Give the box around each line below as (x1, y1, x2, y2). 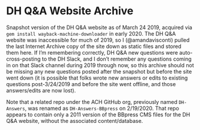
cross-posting (6, 55, 41, 62)
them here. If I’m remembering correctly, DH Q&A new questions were (6, 49, 178, 56)
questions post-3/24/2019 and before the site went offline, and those (6, 80, 176, 87)
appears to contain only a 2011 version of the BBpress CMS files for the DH (6, 111, 190, 118)
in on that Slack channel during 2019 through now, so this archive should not (6, 61, 194, 69)
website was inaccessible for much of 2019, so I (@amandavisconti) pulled (6, 36, 190, 43)
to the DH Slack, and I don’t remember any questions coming (41, 55, 192, 62)
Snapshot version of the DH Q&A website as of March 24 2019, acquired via (6, 24, 193, 31)
